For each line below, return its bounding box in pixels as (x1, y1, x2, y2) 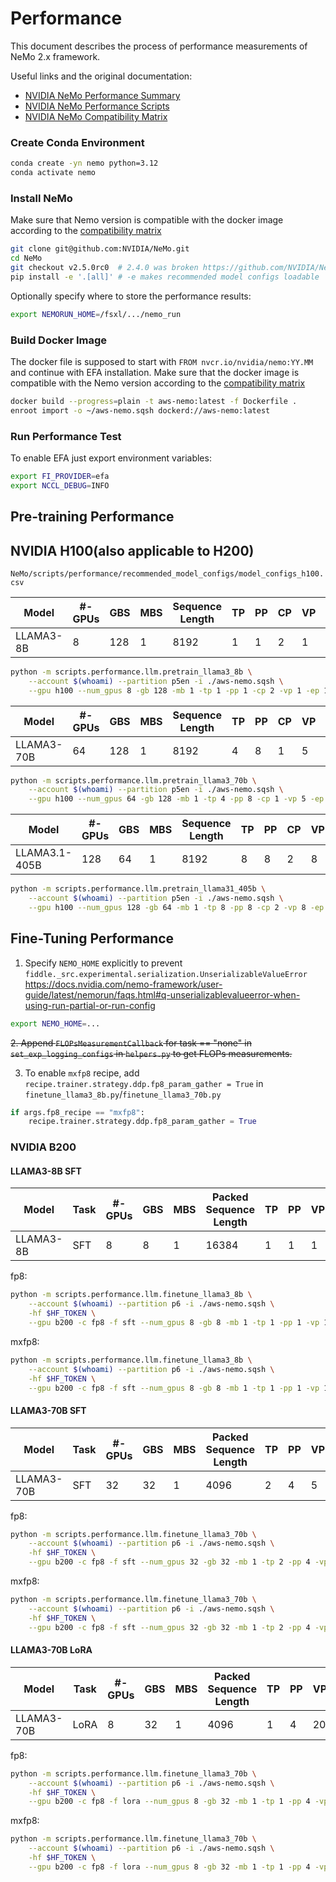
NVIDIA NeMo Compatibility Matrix (24, 110, 168, 122)
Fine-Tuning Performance (10, 930, 175, 947)
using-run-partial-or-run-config (24, 999, 156, 1011)
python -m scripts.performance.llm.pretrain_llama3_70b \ (10, 775, 257, 786)
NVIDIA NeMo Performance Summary (24, 89, 181, 101)
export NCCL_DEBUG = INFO (10, 480, 110, 491)
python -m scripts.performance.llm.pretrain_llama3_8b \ (10, 667, 253, 677)
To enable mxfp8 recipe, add (24, 1067, 140, 1079)
